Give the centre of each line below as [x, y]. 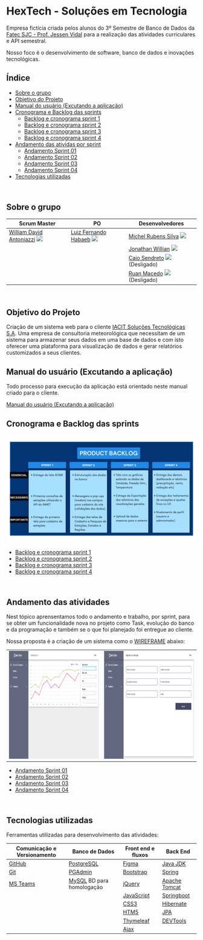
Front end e [140, 848]
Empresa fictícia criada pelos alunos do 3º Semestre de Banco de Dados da [101, 28]
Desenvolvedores [161, 224]
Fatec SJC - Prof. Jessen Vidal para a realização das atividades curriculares [101, 34]
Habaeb [80, 239]
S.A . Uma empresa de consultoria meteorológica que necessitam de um [96, 333]
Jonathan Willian [150, 248]
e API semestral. [27, 41]
